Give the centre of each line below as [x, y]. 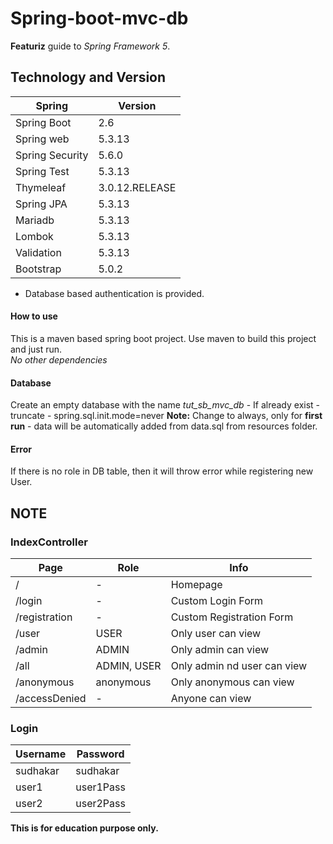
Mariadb [35, 220]
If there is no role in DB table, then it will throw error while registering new [162, 471]
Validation [38, 252]
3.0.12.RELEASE [137, 187]
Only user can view [216, 634]
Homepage [196, 585]
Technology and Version [88, 77]
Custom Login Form [217, 601]
